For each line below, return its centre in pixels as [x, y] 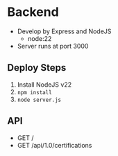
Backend [33, 12]
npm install [34, 92]
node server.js [39, 100]
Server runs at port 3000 [53, 46]
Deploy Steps [37, 68]
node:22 [40, 38]
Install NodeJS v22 [44, 85]
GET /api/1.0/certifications [54, 145]
